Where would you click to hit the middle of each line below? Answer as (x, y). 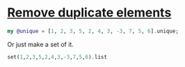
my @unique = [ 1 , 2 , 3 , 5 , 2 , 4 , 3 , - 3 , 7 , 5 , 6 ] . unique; (93, 31)
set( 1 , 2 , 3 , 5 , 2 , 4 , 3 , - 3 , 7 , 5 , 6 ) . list (57, 57)
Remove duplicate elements (89, 13)
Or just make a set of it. (41, 44)
